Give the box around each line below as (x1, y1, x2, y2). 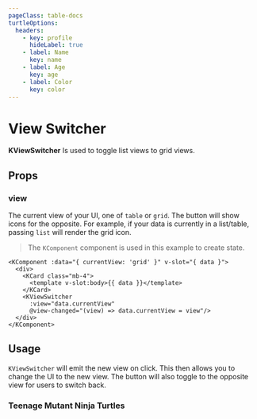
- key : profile (22, 33, 73, 42)
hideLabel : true (29, 41, 83, 49)
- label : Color (22, 78, 73, 86)
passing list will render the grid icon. (8, 228, 132, 236)
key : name (29, 56, 62, 64)
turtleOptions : (8, 19, 59, 27)
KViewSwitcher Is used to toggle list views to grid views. (8, 146, 196, 156)
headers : (15, 26, 44, 34)
